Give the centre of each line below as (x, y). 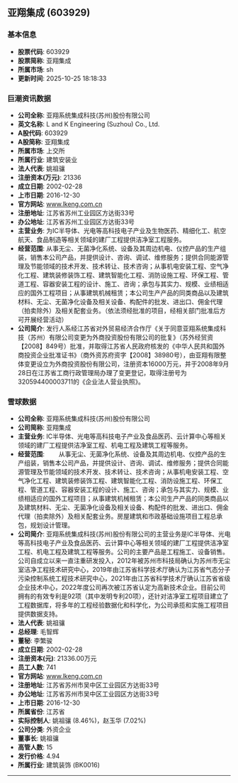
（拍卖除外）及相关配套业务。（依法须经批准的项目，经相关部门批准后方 (121, 310)
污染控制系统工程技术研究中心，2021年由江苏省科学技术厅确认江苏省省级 (124, 578)
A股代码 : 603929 (43, 133)
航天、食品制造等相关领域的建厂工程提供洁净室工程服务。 (101, 239)
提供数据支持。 (39, 614)
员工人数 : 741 (37, 667)
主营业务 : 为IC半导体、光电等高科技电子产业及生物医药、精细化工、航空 (122, 230)
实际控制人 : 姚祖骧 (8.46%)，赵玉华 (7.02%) (82, 720)
